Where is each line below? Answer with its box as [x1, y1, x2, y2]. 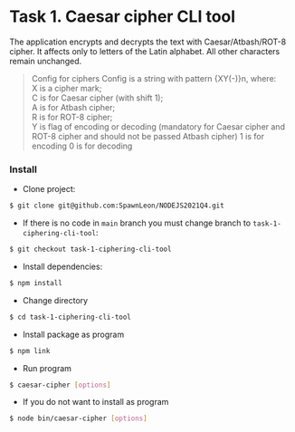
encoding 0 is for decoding [31, 140, 133, 151]
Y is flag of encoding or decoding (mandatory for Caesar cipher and [31, 120, 285, 132]
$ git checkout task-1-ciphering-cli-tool [9, 245, 172, 254]
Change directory [22, 294, 89, 305]
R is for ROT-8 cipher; [31, 111, 113, 122]
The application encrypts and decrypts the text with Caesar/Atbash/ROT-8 [9, 36, 287, 47]
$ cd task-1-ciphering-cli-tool [9, 312, 131, 322]
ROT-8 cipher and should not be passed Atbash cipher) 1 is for [31, 130, 265, 141]
